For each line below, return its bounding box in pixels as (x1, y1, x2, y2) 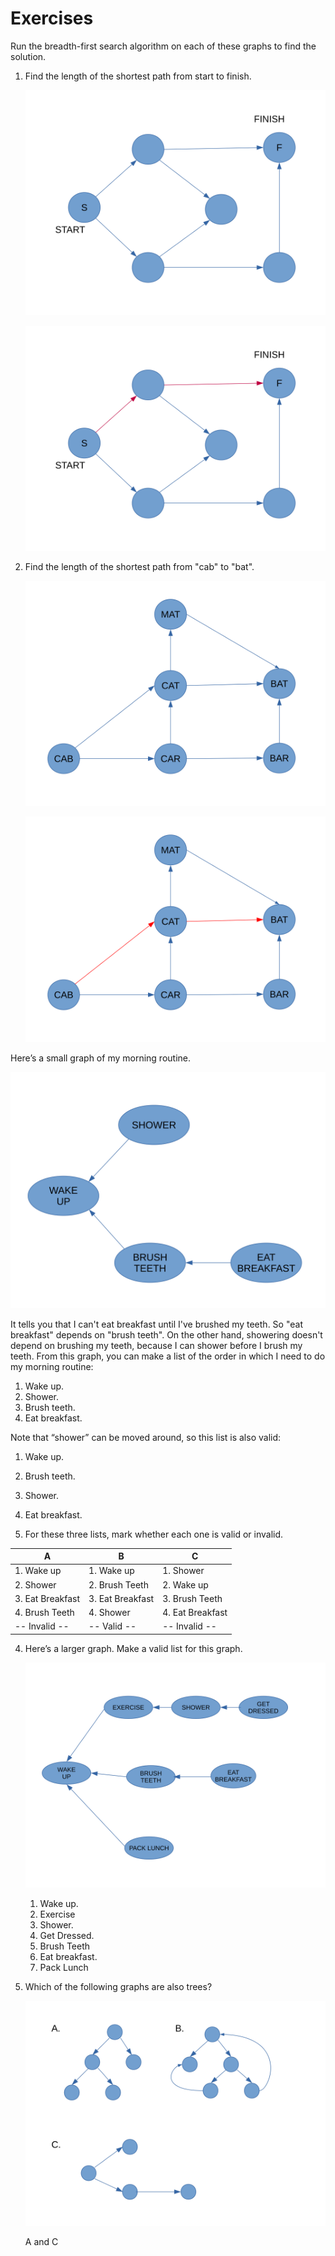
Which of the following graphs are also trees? (24, 1980, 213, 1992)
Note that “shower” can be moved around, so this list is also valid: (10, 1431, 282, 1443)
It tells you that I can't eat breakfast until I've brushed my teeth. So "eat (10, 1318, 303, 1330)
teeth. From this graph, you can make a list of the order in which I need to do (10, 1350, 326, 1362)
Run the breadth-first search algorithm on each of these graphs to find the (10, 40, 317, 52)
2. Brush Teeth (88, 1578, 149, 1591)
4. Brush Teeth (14, 1607, 75, 1618)
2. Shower (14, 1578, 57, 1591)
